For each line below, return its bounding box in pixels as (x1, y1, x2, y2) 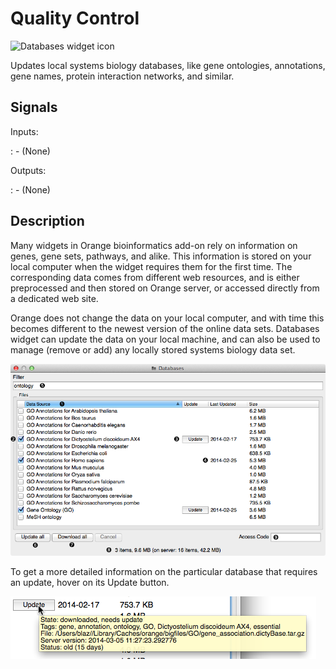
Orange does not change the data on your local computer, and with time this (10, 312, 325, 324)
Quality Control (10, 7, 140, 30)
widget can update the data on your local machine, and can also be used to (10, 333, 321, 345)
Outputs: (10, 164, 47, 176)
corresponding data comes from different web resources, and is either (10, 271, 300, 283)
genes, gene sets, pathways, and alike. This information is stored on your (10, 250, 312, 262)
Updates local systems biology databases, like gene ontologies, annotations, (10, 59, 326, 71)
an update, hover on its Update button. (10, 577, 170, 588)
